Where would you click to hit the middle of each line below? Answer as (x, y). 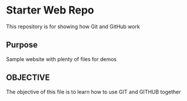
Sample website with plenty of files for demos (62, 59)
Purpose (22, 45)
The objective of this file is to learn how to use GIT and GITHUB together (93, 92)
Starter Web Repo (50, 10)
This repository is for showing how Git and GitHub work (73, 26)
